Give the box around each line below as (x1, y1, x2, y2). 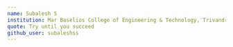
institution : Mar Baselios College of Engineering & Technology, (7, 17, 200, 23)
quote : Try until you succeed (7, 23, 95, 30)
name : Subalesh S (7, 10, 58, 17)
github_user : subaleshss (7, 29, 79, 37)
